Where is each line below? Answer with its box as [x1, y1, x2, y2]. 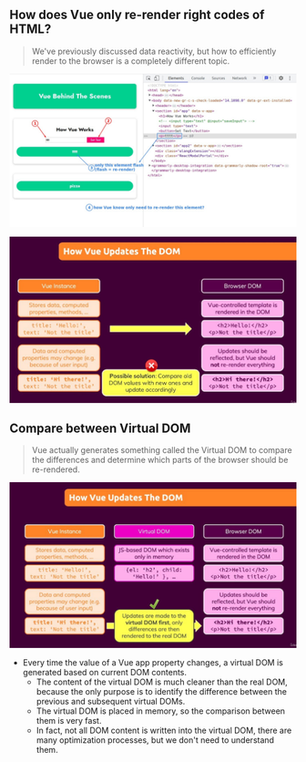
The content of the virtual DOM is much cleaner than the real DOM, [36, 676, 289, 687]
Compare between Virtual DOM [9, 421, 191, 437]
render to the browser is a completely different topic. [31, 55, 230, 67]
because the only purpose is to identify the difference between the [36, 685, 287, 696]
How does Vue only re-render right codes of [9, 7, 265, 23]
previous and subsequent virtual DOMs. [36, 695, 186, 706]
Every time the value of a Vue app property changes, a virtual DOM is [22, 656, 284, 668]
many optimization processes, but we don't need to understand [36, 734, 275, 746]
